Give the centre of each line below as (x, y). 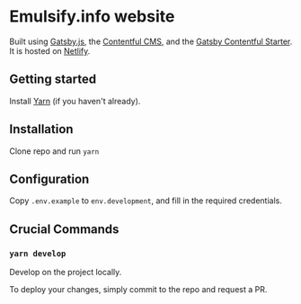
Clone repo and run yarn (54, 151)
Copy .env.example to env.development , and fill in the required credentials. (146, 201)
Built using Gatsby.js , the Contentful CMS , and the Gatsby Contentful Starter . (151, 41)
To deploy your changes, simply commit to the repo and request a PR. (138, 290)
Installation (41, 129)
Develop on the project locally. (66, 273)
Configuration (49, 179)
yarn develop (38, 253)
